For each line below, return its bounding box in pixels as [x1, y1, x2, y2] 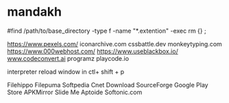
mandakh [7, 4, 62, 20]
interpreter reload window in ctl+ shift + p [7, 68, 125, 76]
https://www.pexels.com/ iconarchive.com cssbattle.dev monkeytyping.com [7, 40, 223, 48]
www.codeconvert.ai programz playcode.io [7, 54, 129, 62]
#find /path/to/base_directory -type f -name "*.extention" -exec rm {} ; [7, 27, 207, 35]
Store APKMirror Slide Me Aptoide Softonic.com [7, 88, 143, 96]
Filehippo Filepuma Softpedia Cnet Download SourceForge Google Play [7, 80, 208, 89]
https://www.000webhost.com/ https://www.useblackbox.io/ [7, 47, 178, 55]
